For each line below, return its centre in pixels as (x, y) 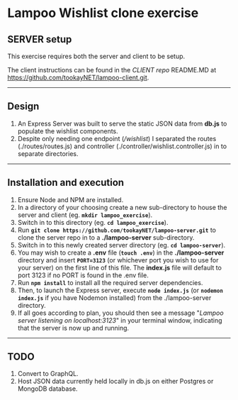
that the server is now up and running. (73, 328)
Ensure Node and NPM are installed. (70, 199)
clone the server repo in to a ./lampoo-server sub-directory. (106, 237)
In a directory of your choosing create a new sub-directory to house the (122, 207)
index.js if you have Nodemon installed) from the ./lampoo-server (114, 298)
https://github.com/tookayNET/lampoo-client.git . (78, 77)
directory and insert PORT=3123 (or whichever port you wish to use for (118, 260)
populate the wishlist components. (68, 131)
